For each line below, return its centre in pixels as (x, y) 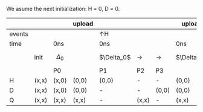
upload (83, 24)
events (19, 34)
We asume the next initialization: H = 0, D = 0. (63, 9)
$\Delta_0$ (115, 57)
